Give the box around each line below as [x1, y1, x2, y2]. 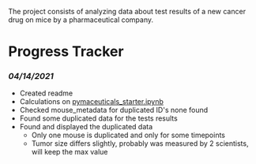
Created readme [19, 88, 73, 98]
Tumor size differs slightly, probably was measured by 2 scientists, [31, 139, 249, 148]
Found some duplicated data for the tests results [19, 114, 178, 123]
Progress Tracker [8, 43, 124, 61]
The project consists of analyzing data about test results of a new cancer [8, 7, 247, 16]
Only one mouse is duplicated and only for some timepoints [31, 130, 226, 140]
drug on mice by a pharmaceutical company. [8, 15, 154, 24]
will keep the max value [31, 147, 108, 157]
